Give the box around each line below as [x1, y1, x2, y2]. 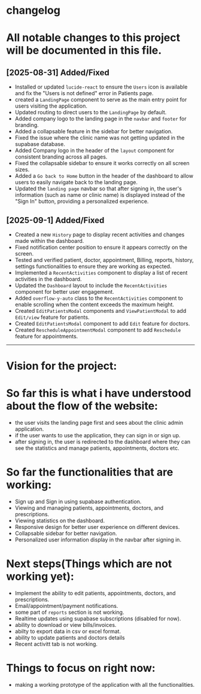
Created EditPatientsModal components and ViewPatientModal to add [14, 308, 187, 314]
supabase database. [14, 141, 66, 148]
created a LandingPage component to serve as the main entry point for [14, 96, 187, 104]
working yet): [6, 570, 75, 583]
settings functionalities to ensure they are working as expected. [14, 263, 172, 270]
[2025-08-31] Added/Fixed [6, 67, 109, 78]
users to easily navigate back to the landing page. [14, 179, 138, 186]
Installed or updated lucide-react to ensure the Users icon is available [14, 83, 188, 90]
